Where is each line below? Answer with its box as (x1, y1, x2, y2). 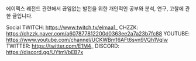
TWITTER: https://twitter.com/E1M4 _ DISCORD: (6, 42, 120, 49)
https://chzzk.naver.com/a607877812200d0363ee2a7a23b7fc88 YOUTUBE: (6, 30, 190, 37)
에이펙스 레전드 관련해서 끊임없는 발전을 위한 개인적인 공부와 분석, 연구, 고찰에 (6, 5, 184, 12)
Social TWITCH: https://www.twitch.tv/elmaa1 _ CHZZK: (6, 24, 139, 31)
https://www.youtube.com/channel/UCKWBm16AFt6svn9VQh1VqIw (6, 37, 169, 43)
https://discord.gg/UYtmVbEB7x (6, 49, 84, 55)
